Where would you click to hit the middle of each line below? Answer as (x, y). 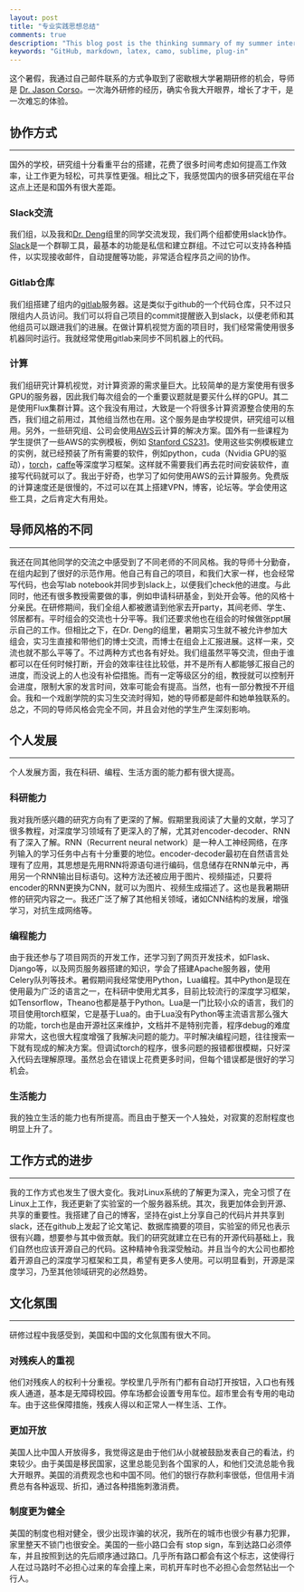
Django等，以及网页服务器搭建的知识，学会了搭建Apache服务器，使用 (140, 969)
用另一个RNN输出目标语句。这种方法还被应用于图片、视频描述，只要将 (141, 876)
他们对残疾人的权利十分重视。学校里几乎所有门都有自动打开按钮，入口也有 (148, 1382)
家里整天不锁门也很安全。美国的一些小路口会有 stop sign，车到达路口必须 (147, 1544)
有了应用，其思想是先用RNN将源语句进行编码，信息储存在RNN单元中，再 (153, 864)
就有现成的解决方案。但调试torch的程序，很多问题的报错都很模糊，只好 (150, 1048)
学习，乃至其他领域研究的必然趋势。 (84, 1272)
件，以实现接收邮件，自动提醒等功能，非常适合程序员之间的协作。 (132, 257)
